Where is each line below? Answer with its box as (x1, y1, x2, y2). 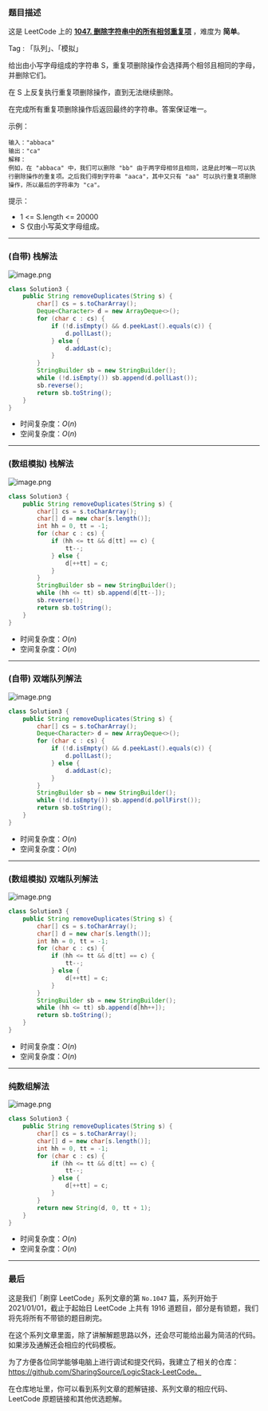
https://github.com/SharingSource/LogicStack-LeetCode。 (8, 1366, 202, 1377)
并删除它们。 (8, 70, 50, 81)
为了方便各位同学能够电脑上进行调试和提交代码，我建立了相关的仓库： (8, 1357, 239, 1366)
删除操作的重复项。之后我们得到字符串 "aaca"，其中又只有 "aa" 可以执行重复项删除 (14, 173, 257, 181)
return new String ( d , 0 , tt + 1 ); (37, 1204, 152, 1212)
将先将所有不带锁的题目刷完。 (8, 1313, 106, 1322)
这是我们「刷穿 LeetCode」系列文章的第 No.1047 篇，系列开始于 (8, 1293, 219, 1303)
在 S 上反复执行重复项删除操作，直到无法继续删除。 (8, 88, 178, 97)
